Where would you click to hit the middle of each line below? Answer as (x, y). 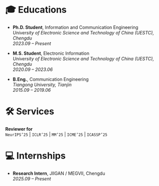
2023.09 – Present (32, 43)
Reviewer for (19, 129)
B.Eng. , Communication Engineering (51, 79)
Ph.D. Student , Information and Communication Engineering (75, 27)
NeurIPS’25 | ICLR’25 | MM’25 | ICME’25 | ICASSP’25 (56, 134)
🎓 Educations (36, 10)
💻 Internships (35, 156)
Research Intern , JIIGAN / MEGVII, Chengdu (59, 173)
